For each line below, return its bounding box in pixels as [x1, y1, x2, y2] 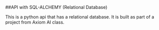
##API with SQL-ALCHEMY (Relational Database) [5, 4, 108, 10]
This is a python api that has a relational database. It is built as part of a [5, 14, 154, 19]
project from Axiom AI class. [5, 19, 65, 25]
